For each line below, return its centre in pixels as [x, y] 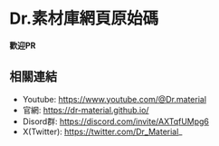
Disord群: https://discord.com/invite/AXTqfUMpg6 [116, 121]
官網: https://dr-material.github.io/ [86, 110]
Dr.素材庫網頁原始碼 [84, 19]
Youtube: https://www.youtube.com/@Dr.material [114, 99]
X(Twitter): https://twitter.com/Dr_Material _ [102, 131]
